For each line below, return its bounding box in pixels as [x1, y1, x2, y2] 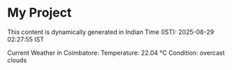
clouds [7, 55, 27, 64]
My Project [7, 5, 72, 21]
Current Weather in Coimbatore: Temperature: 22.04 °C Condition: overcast [7, 49, 225, 57]
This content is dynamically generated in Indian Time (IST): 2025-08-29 [7, 28, 215, 36]
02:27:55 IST [7, 35, 44, 43]
